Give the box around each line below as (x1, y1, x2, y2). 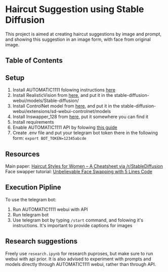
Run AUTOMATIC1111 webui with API (12, 206, 88, 212)
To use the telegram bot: (5, 196, 57, 202)
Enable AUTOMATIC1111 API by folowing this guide (12, 125, 117, 131)
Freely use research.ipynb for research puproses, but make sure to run (5, 250, 153, 256)
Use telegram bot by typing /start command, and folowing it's (12, 217, 143, 223)
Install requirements (12, 119, 54, 125)
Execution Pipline (5, 183, 62, 192)
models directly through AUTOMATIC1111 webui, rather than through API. (5, 261, 156, 267)
